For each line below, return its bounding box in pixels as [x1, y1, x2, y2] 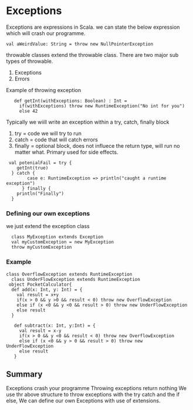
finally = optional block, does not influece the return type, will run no [14, 142, 180, 149]
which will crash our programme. [6, 29, 86, 36]
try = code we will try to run [14, 130, 82, 137]
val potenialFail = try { [8, 160, 72, 165]
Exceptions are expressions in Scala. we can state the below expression [6, 23, 180, 31]
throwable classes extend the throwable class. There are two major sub [6, 51, 179, 58]
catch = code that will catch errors [14, 136, 98, 143]
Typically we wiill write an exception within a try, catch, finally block [6, 118, 170, 126]
